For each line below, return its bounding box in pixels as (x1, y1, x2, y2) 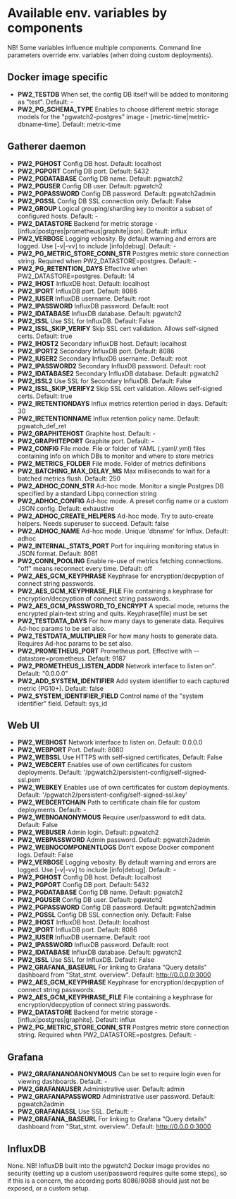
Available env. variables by (7, 5, 168, 21)
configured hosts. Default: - (17, 212, 99, 220)
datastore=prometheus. (17, 654, 87, 663)
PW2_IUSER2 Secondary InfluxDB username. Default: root (17, 354, 188, 363)
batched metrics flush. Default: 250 (17, 474, 121, 483)
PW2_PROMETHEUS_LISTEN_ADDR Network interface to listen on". (17, 661, 216, 670)
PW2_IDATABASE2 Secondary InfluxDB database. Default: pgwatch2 (17, 369, 220, 378)
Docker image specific (7, 71, 108, 83)
